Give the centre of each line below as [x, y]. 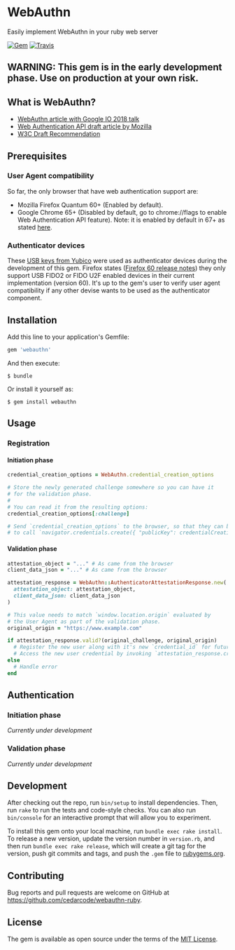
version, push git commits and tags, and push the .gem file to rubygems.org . [116, 854]
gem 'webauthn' [29, 349]
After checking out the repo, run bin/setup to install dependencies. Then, [113, 803]
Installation [32, 320]
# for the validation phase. [50, 494]
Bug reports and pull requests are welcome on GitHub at [88, 892]
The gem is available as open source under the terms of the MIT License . [113, 939]
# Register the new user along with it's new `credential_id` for [112, 647]
